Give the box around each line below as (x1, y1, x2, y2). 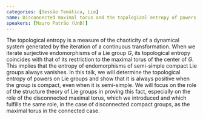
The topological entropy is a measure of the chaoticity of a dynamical (6, 37, 180, 44)
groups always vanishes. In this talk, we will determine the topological (6, 69, 181, 76)
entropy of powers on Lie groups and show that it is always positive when (6, 75, 190, 82)
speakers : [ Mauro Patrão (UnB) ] (6, 20, 88, 26)
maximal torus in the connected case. (6, 107, 100, 115)
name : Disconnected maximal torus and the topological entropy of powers (6, 14, 197, 21)
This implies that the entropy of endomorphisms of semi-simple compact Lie (6, 62, 198, 69)
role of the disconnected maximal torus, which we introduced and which (6, 94, 187, 101)
